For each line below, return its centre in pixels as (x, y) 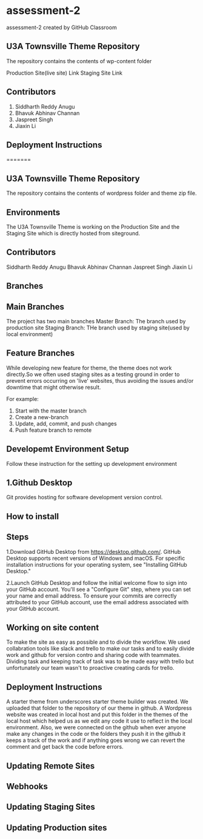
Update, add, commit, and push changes (66, 423)
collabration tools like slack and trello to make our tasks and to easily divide (101, 649)
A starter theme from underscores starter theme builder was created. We (98, 702)
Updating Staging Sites (51, 807)
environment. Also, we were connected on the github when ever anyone (96, 727)
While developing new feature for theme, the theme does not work (89, 368)
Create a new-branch (42, 417)
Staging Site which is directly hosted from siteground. (73, 233)
